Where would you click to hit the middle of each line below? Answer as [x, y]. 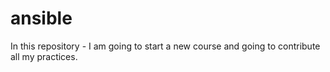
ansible [41, 18]
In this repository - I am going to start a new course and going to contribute [165, 46]
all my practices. [44, 56]
